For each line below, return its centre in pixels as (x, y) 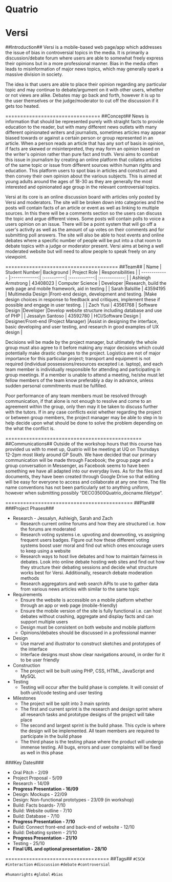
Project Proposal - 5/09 (37, 778)
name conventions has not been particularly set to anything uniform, (77, 487)
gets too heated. (23, 106)
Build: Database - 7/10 (36, 816)
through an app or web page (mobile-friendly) (69, 605)
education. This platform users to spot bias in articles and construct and (81, 171)
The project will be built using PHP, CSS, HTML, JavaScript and (87, 671)
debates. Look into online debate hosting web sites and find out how (92, 562)
